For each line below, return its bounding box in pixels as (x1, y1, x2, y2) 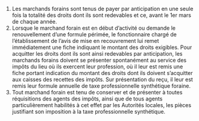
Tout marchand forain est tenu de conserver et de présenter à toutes (11, 89, 183, 96)
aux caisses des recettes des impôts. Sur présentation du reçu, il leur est (11, 76, 193, 83)
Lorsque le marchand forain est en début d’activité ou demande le (11, 24, 176, 31)
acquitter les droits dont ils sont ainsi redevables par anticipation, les (11, 50, 183, 57)
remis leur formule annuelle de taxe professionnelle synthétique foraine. (11, 82, 191, 90)
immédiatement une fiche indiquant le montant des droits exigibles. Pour (11, 44, 192, 51)
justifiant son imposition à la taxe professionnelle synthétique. (11, 108, 166, 115)
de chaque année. (11, 18, 57, 25)
